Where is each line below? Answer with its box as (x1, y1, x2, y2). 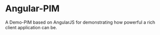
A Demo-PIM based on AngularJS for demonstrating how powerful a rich (5, 19, 155, 25)
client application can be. (5, 24, 58, 30)
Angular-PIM (5, 3, 60, 14)
